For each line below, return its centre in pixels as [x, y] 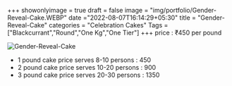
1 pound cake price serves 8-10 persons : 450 [84, 60]
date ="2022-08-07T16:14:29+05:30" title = [132, 18]
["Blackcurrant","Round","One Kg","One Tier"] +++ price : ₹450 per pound [115, 32]
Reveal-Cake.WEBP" [37, 18]
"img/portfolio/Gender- [183, 10]
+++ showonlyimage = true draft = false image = [78, 10]
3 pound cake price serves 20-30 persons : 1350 [88, 75]
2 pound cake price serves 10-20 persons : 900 [87, 67]
